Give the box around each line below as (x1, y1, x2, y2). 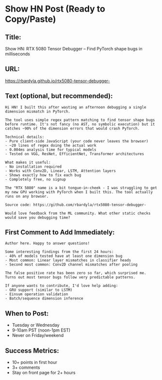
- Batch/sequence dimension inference (5, 296, 83, 301)
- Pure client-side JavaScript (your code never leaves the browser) (5, 139, 149, 143)
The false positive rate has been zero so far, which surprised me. (5, 270, 146, 276)
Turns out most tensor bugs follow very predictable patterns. (5, 275, 136, 280)
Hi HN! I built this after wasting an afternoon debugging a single (5, 105, 146, 110)
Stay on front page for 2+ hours (12, 370, 76, 376)
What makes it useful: (5, 160, 51, 165)
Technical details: (5, 134, 45, 139)
